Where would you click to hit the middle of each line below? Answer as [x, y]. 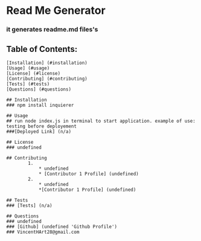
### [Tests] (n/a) [29, 205]
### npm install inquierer [40, 105]
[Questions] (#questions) [39, 89]
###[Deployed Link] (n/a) [39, 131]
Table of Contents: [42, 49]
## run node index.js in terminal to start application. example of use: [101, 121]
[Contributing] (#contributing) [47, 79]
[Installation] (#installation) [47, 63]
